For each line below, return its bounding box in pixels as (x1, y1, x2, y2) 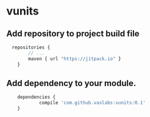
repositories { (12, 44, 51, 50)
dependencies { (17, 94, 56, 101)
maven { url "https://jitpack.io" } (28, 56, 121, 62)
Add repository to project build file (6, 28, 140, 39)
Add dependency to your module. (6, 78, 137, 89)
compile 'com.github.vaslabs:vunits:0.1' (38, 100, 146, 106)
